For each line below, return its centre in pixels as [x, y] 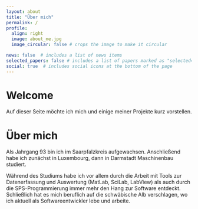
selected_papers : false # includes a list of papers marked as [85, 61]
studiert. [16, 164]
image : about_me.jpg [37, 39]
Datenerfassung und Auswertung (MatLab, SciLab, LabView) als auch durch [98, 182]
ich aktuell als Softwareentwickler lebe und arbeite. [68, 201]
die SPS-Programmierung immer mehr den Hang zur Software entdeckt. [93, 188]
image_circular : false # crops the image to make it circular [89, 45]
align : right [27, 34]
